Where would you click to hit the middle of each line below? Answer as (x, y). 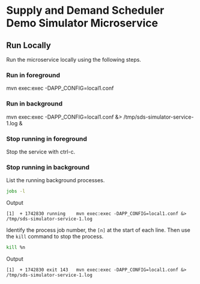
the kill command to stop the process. (55, 237)
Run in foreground (33, 75)
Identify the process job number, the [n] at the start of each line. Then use (98, 230)
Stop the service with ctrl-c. (41, 152)
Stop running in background (48, 167)
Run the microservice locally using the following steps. (74, 60)
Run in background (35, 104)
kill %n (16, 247)
